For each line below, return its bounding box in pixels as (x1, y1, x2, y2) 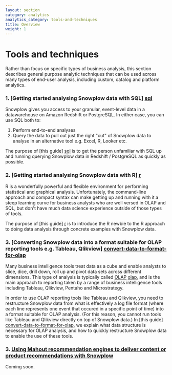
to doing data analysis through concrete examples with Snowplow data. (5, 226, 156, 232)
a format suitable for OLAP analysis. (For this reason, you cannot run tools (5, 311, 161, 317)
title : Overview (5, 22, 40, 27)
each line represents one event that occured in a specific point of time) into (5, 305, 164, 311)
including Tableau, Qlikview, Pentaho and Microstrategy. (5, 285, 124, 291)
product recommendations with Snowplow (5, 352, 114, 359)
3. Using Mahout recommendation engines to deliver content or (5, 345, 166, 352)
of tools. (5, 211, 23, 217)
